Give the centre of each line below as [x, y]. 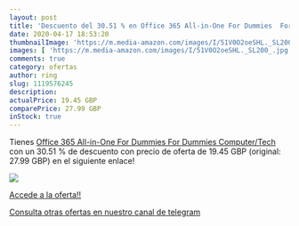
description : [33, 92]
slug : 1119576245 [41, 84]
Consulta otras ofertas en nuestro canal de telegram [105, 212]
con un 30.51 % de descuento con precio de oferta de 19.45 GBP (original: [145, 151]
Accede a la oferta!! [45, 195]
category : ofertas [43, 68]
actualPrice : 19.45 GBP [53, 100]
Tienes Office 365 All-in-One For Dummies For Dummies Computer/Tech [142, 142]
